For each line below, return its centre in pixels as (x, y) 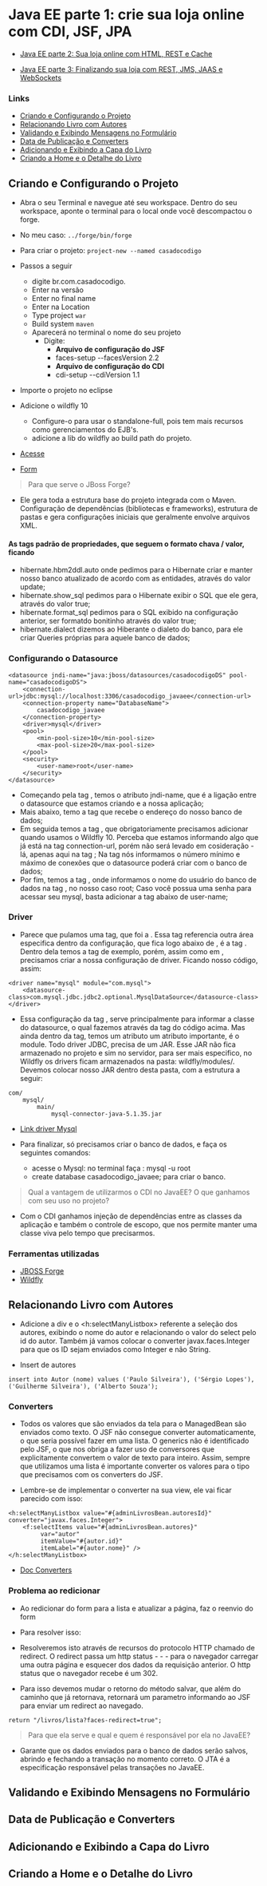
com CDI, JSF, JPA (70, 32)
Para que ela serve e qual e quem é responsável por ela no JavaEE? (139, 1735)
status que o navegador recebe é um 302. (89, 1673)
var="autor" (60, 1535)
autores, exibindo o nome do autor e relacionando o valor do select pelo (138, 1332)
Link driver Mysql (48, 1128)
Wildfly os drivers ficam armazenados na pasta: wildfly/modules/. (127, 1061)
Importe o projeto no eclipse (66, 390)
